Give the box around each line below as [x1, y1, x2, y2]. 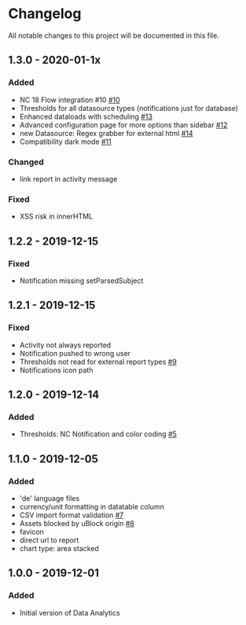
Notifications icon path [19, 365, 94, 374]
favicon [19, 527, 45, 536]
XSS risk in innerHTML [19, 211, 94, 221]
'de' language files [19, 493, 80, 503]
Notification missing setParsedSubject [19, 276, 144, 285]
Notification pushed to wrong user [19, 348, 131, 358]
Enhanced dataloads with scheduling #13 [19, 112, 153, 121]
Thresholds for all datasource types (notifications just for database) [19, 103, 238, 112]
